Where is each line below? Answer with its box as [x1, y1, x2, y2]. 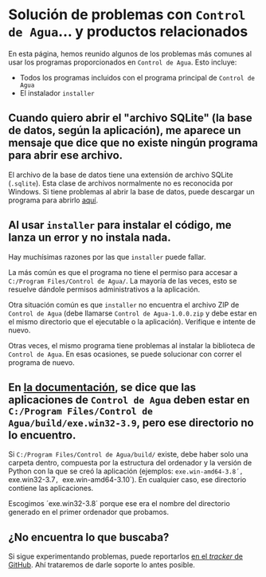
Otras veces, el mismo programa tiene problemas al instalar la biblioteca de [8, 340, 256, 350]
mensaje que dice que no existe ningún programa [8, 136, 259, 150]
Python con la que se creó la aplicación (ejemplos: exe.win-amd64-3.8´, [8, 466, 244, 476]
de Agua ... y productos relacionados [8, 22, 248, 41]
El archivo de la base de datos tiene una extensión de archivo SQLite [8, 170, 233, 179]
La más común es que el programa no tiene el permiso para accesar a [8, 267, 238, 277]
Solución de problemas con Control [8, 6, 246, 24]
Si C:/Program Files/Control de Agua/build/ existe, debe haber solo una [8, 449, 248, 459]
